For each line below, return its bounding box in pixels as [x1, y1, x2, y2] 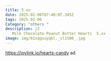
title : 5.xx [5, 7, 31, 13]
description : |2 [5, 26, 40, 32]
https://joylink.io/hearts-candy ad [5, 49, 75, 56]
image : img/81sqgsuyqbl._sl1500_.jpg [5, 36, 86, 41]
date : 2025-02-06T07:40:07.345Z [5, 12, 74, 17]
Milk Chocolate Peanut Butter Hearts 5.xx [12, 31, 106, 36]
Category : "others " [5, 21, 49, 27]
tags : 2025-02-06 [5, 17, 42, 22]
